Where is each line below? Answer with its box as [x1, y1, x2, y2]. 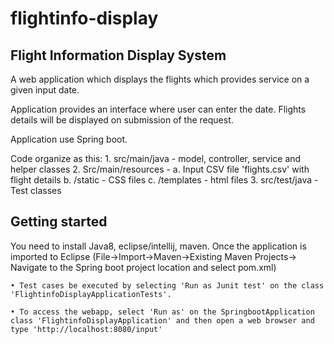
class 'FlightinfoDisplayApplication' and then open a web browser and [10, 315, 315, 326]
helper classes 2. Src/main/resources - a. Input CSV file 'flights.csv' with [10, 163, 310, 175]
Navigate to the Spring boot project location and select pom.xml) [10, 261, 277, 273]
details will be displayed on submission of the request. [10, 114, 234, 126]
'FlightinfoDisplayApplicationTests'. [10, 289, 172, 299]
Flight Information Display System [10, 47, 227, 64]
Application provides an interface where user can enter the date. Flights [10, 103, 307, 115]
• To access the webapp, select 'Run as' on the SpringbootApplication [10, 307, 315, 317]
